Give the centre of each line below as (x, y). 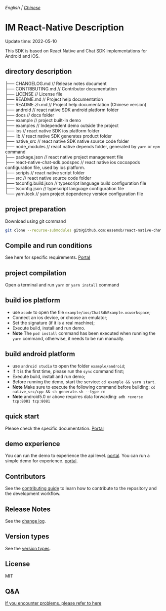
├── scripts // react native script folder (45, 172)
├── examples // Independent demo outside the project (62, 125)
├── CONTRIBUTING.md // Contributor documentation (61, 88)
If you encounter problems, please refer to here (53, 603)
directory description (39, 72)
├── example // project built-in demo (43, 120)
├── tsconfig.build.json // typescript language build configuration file (76, 183)
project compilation (36, 273)
